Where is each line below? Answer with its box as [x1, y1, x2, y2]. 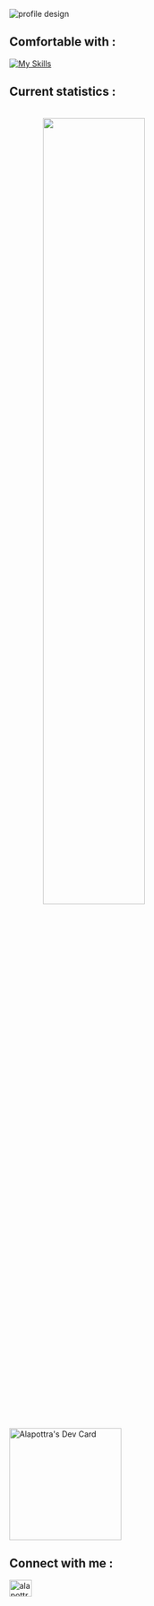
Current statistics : [9, 84, 116, 99]
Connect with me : [9, 1556, 114, 1571]
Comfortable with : [9, 34, 116, 49]
